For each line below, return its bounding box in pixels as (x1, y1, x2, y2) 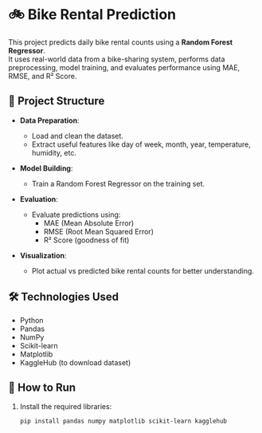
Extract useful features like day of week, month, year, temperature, (31, 140, 251, 149)
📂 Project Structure (8, 94, 105, 108)
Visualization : (19, 250, 67, 260)
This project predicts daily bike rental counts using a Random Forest (8, 37, 233, 47)
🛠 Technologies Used (8, 290, 119, 304)
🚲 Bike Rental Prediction (8, 6, 177, 24)
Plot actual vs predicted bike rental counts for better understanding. (31, 266, 255, 275)
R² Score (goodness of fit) (43, 235, 130, 245)
